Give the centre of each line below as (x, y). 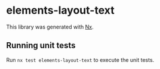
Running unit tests (41, 46)
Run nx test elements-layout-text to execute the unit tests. (80, 59)
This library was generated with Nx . (50, 27)
